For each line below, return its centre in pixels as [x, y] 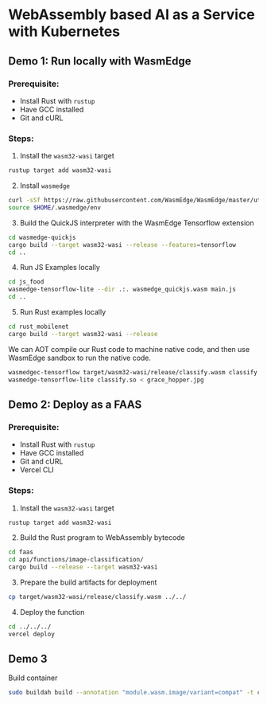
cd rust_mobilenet [39, 327]
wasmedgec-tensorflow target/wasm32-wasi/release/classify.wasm [117, 372]
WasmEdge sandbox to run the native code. [80, 358]
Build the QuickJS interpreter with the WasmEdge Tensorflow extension [137, 223]
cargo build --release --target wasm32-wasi [83, 567]
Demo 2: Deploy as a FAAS [75, 404]
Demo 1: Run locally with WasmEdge [100, 61]
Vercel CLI [37, 470]
